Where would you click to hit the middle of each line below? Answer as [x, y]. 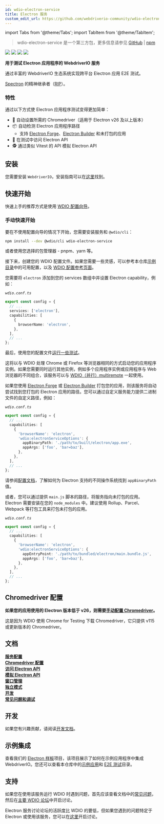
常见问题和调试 [20, 699]
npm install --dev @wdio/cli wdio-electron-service [59, 241]
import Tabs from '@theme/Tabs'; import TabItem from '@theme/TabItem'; [80, 33]
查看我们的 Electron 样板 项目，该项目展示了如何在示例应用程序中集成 [74, 759]
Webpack [15, 509]
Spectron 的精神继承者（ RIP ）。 [36, 84]
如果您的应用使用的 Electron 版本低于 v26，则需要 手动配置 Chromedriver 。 [81, 610]
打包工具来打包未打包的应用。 [60, 509]
